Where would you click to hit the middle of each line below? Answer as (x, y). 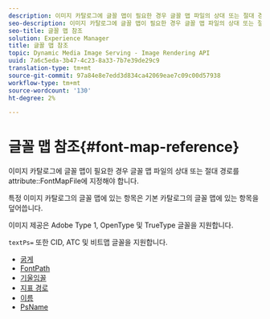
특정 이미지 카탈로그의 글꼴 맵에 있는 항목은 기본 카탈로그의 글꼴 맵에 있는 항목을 (134, 198)
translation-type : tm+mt (50, 68)
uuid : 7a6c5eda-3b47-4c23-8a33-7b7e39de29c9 (84, 61)
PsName (34, 307)
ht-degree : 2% (32, 98)
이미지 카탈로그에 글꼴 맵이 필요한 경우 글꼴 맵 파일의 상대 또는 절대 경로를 (124, 171)
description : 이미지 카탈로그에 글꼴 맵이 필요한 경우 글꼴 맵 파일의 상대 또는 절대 (131, 16)
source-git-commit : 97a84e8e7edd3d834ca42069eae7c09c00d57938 (115, 76)
